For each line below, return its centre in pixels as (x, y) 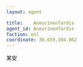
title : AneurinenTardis (40, 23)
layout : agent (24, 12)
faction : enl (23, 34)
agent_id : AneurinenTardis (40, 29)
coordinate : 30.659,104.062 (42, 40)
